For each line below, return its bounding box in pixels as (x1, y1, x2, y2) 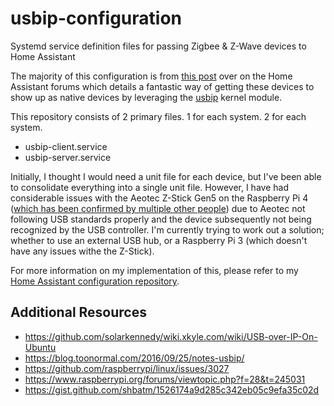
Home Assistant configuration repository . (10, 275, 180, 287)
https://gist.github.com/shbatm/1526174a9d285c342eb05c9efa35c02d (24, 383, 320, 396)
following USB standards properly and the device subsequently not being (10, 213, 312, 225)
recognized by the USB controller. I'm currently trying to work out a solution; (10, 223, 325, 236)
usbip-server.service (24, 151, 112, 163)
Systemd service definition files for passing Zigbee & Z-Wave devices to (10, 40, 307, 52)
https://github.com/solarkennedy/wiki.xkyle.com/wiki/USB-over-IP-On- (24, 330, 318, 342)
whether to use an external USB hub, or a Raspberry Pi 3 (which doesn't (10, 234, 308, 246)
